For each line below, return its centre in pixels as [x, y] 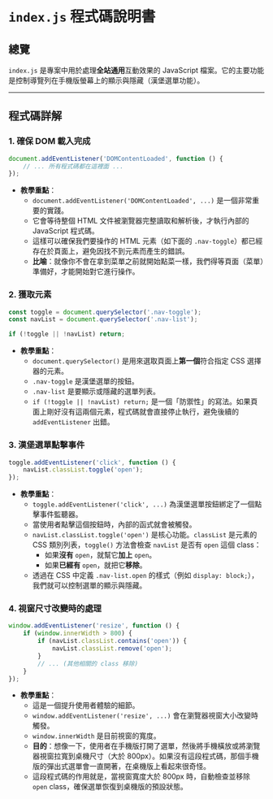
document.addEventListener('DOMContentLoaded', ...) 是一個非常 [142, 201]
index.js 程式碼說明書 [82, 17]
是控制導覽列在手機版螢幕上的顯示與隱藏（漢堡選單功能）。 [106, 80]
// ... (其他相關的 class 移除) [88, 663]
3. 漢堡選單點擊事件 [47, 445]
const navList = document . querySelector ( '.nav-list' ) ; [103, 319]
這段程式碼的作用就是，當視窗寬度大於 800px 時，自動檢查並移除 [141, 776]
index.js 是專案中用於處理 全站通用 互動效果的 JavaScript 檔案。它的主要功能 [136, 70]
